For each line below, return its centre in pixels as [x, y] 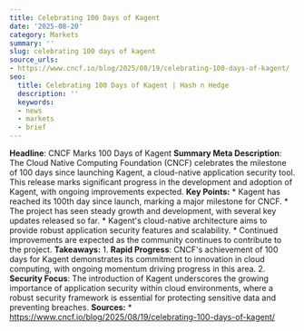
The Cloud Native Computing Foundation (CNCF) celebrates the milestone [148, 163]
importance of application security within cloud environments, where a [142, 288]
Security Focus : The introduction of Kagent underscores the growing [139, 278]
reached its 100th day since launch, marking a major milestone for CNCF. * [149, 201]
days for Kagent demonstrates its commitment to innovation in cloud [137, 259]
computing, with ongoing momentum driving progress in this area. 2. [137, 269]
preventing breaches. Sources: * [71, 307]
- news [30, 111]
